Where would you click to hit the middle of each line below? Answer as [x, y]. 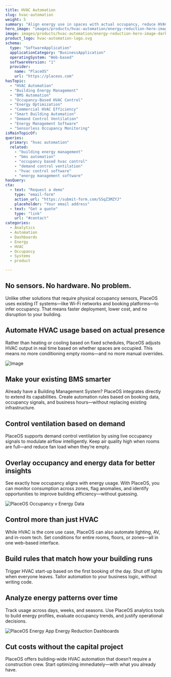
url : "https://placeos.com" [44, 76]
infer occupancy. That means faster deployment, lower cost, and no [76, 309]
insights [18, 471]
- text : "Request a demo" [37, 190]
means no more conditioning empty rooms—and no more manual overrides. [85, 353]
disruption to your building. [34, 314]
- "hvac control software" [43, 171]
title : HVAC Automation [31, 10]
